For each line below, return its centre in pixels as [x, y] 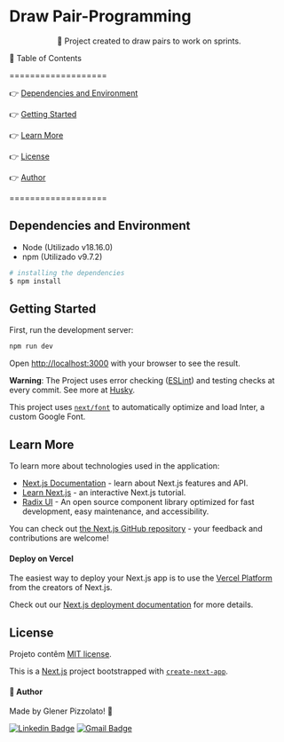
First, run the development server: [71, 330]
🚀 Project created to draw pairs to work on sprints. [149, 41]
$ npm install [35, 281]
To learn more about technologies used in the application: [114, 466]
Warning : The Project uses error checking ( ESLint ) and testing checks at [142, 381]
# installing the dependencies [67, 272]
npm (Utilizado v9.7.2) [62, 257]
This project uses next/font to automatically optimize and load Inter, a [137, 407]
